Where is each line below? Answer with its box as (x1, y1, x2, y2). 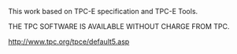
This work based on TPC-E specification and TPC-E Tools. (8, 7, 198, 16)
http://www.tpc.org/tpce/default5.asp (8, 37, 130, 46)
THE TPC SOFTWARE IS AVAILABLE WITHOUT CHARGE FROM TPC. (8, 22, 230, 31)
